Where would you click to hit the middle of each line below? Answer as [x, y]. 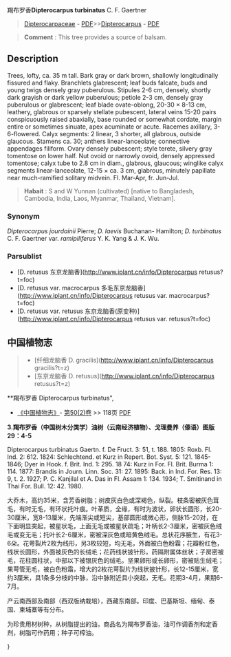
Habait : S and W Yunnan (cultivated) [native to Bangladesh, [109, 191]
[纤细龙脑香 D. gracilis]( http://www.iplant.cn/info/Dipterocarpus [124, 360]
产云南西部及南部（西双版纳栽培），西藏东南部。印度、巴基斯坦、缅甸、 [108, 601]
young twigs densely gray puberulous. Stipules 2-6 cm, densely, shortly [109, 90]
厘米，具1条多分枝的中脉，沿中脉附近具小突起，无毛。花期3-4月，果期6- [120, 578]
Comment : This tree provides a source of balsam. [95, 37]
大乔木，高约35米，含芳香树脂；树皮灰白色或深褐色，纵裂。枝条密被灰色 [110, 500]
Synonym [23, 216]
